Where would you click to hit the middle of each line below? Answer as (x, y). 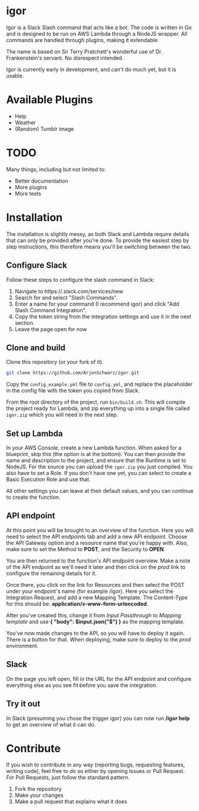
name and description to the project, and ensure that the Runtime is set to (96, 460)
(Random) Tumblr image (44, 128)
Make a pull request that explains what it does (71, 801)
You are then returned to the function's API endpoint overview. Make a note (98, 561)
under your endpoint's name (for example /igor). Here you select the (90, 591)
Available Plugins (50, 100)
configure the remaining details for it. (51, 573)
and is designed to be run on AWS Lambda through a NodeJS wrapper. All (97, 33)
